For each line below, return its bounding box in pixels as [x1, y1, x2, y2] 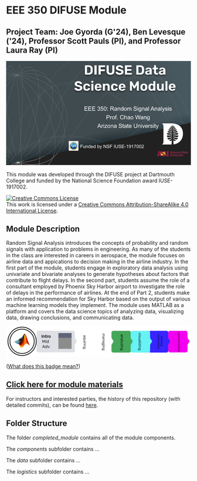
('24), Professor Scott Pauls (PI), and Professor [6, 36, 181, 46]
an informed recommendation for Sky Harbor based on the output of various [6, 295, 191, 302]
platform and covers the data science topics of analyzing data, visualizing [6, 308, 184, 315]
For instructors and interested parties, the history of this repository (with [6, 395, 181, 402]
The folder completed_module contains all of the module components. [6, 434, 176, 441]
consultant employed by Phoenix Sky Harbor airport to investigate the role [6, 283, 185, 290]
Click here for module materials [6, 380, 123, 390]
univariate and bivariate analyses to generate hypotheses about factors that [6, 271, 189, 278]
